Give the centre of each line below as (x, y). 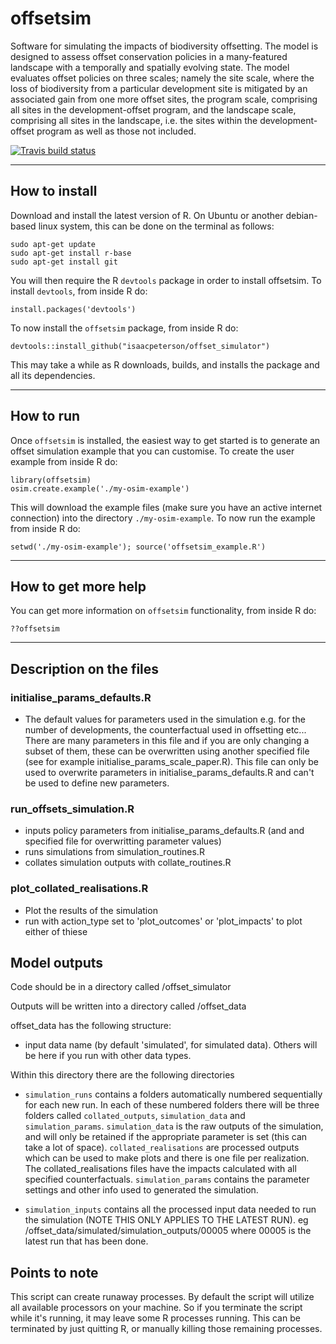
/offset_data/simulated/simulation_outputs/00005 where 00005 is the (168, 1231)
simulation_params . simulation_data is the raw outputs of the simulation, (174, 1126)
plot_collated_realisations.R (79, 889)
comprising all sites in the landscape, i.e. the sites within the (134, 120)
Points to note (54, 1272)
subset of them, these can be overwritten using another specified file (167, 751)
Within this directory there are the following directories (122, 1075)
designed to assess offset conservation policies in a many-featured (149, 56)
